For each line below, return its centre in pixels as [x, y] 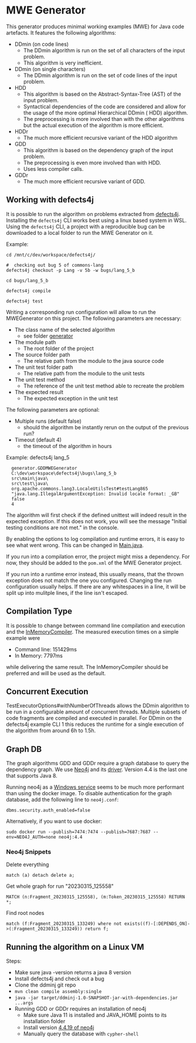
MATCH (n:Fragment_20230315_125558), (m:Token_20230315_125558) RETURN [95, 897]
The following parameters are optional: [53, 409]
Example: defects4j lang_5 [38, 457]
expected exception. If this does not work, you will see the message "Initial [96, 521]
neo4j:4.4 [70, 837]
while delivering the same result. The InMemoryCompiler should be [87, 667]
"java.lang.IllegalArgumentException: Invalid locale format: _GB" [96, 494]
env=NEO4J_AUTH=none [31, 837]
